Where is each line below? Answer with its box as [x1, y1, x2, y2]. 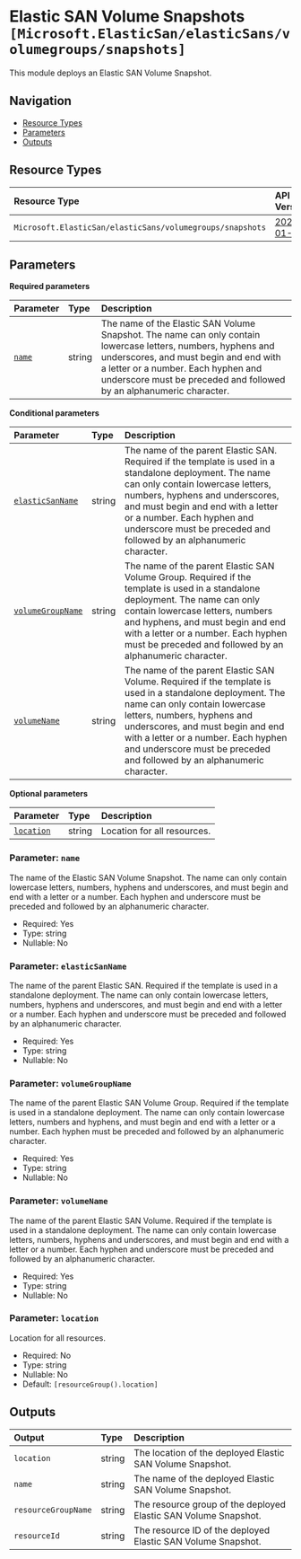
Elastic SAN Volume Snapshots [9, 6, 245, 27]
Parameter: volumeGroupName [9, 1077, 132, 1089]
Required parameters [9, 281, 90, 292]
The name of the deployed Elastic [133, 1472, 275, 1484]
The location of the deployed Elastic [133, 1446, 285, 1458]
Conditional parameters [9, 408, 100, 418]
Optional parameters [9, 788, 88, 799]
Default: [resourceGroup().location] [21, 1378, 159, 1389]
